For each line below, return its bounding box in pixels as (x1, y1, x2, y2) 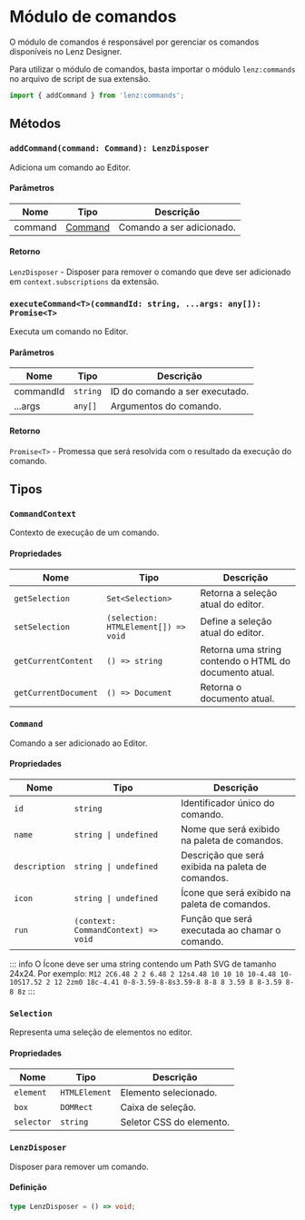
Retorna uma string (200, 643, 281, 656)
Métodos (9, 116, 62, 132)
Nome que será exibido (181, 823, 280, 835)
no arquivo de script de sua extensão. (9, 73, 152, 84)
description (14, 861, 66, 871)
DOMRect (60, 1102, 93, 1112)
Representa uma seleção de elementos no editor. (9, 1027, 193, 1037)
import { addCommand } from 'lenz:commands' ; (9, 91, 184, 100)
